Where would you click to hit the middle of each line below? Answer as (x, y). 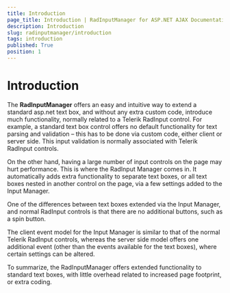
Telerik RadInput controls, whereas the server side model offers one (103, 239)
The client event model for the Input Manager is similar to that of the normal (114, 232)
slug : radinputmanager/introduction (59, 33)
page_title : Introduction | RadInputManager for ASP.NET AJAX (98, 20)
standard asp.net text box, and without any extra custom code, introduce (110, 112)
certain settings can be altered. (51, 254)
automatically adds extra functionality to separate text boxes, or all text (107, 176)
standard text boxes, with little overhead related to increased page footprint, (114, 274)
